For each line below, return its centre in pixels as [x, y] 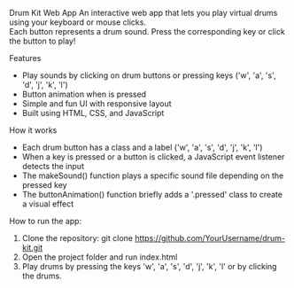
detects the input [53, 166]
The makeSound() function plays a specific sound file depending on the [153, 175]
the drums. [42, 276]
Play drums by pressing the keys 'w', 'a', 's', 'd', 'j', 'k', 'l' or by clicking [149, 266]
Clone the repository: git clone [77, 238]
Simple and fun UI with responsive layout [97, 104]
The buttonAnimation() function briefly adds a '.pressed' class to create [152, 195]
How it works [33, 130]
